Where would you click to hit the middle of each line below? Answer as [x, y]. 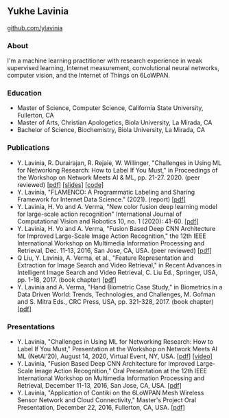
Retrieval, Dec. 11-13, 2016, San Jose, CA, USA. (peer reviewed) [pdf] [114, 250]
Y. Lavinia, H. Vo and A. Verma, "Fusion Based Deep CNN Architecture [116, 228]
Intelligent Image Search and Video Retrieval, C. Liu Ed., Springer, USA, [117, 272]
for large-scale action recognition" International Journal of [99, 214]
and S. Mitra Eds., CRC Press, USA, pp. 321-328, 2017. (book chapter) [115, 301]
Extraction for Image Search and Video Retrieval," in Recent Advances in [119, 265]
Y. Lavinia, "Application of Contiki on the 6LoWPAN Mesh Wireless [110, 393]
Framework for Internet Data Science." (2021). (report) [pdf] [101, 199]
